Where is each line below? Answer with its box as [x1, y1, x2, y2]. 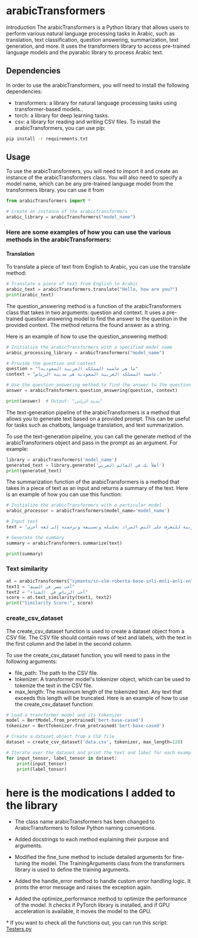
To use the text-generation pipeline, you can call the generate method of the [6, 433, 192, 440]
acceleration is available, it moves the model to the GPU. [14, 908, 152, 915]
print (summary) [6, 551, 44, 557]
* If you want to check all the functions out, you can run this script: [6, 919, 168, 926]
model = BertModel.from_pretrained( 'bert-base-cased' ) [6, 717, 144, 724]
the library [6, 799, 58, 812]
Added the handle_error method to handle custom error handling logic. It [14, 878, 191, 885]
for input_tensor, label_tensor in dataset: [6, 755, 117, 761]
